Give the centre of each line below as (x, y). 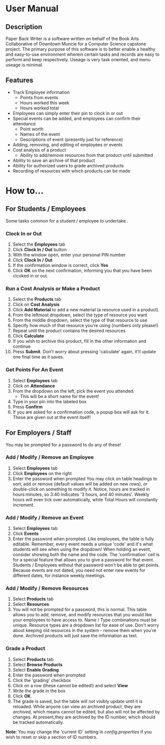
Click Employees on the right (42, 473)
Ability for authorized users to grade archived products (68, 165)
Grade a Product (26, 648)
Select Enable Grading (36, 670)
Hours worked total (40, 108)
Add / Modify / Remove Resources (47, 589)
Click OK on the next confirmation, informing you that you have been (82, 271)
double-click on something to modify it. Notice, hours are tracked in (81, 489)
